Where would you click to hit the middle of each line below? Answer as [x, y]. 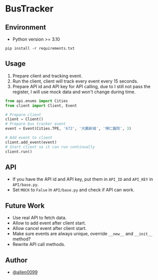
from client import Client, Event [41, 106]
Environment [26, 27]
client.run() [19, 152]
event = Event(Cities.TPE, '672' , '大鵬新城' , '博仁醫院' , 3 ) [68, 129]
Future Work [25, 206]
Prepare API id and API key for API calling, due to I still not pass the [81, 86]
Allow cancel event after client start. [49, 228]
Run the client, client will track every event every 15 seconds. [75, 81]
